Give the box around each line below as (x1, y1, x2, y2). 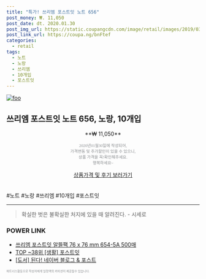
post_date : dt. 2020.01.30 (6, 20, 75, 26)
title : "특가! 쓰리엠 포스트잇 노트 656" (6, 9, 100, 15)
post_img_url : (6, 26, 43, 32)
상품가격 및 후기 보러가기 (73, 171, 133, 178)
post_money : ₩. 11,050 (6, 15, 64, 21)
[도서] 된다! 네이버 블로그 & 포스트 (15, 256, 97, 264)
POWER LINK (6, 226, 46, 235)
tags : (6, 49, 20, 55)
